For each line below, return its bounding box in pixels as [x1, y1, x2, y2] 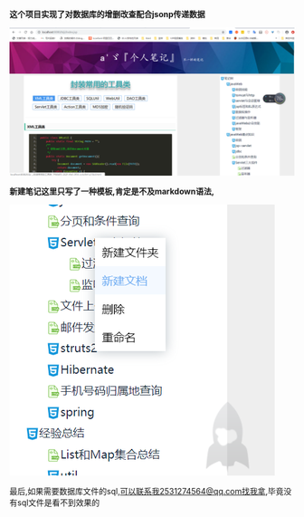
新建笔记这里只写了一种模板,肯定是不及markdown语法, [9, 186, 214, 196]
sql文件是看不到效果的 [16, 497, 100, 508]
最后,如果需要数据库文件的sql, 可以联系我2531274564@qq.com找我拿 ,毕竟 [9, 485, 284, 496]
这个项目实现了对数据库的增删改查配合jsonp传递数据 [9, 9, 205, 19]
